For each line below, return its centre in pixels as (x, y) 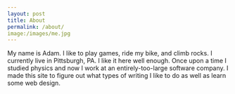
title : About (26, 20)
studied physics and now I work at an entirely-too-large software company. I (118, 68)
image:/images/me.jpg (39, 33)
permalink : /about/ (36, 27)
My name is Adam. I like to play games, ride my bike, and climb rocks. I (110, 53)
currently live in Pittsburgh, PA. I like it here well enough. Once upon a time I (117, 61)
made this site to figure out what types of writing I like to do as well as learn (117, 76)
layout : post (26, 14)
